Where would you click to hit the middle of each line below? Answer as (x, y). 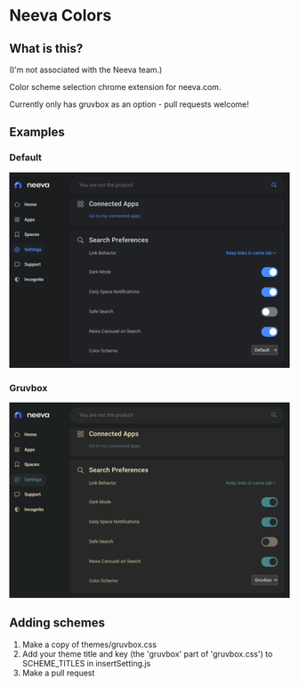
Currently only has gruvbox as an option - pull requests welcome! (129, 104)
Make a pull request (58, 673)
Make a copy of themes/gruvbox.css (89, 644)
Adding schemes (57, 623)
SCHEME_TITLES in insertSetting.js (86, 663)
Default (26, 158)
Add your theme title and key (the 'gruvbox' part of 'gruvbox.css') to (147, 654)
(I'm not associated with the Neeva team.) (86, 70)
